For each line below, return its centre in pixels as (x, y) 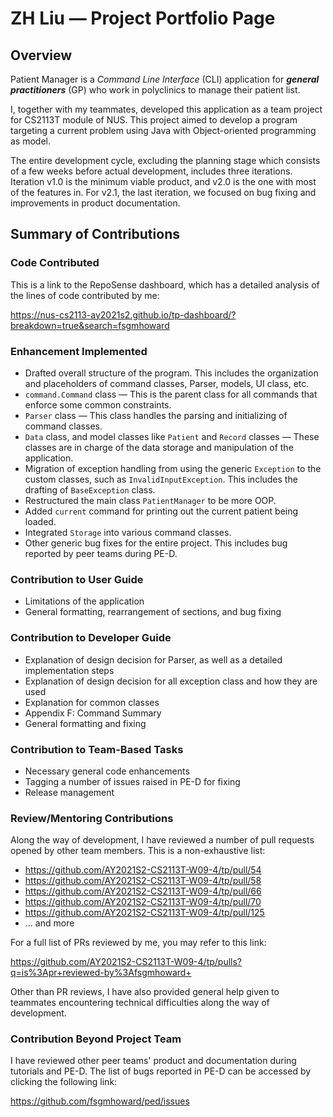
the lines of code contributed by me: (85, 295)
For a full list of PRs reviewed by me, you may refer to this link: (138, 943)
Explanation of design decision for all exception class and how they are (171, 681)
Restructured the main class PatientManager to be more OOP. (150, 500)
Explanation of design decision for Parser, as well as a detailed (153, 659)
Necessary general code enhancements (107, 771)
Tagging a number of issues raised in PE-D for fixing (132, 781)
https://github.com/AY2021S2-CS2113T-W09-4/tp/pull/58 (143, 881)
